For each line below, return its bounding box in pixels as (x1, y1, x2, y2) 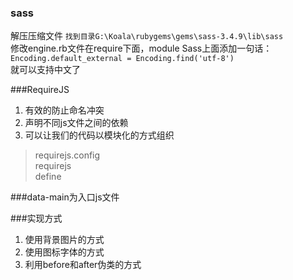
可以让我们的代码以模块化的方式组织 (24, 129, 175, 141)
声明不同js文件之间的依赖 (24, 117, 129, 129)
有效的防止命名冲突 (24, 104, 105, 116)
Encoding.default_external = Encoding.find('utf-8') (10, 54, 235, 64)
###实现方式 (10, 212, 63, 225)
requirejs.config (34, 149, 101, 161)
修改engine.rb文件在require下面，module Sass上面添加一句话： (10, 42, 273, 55)
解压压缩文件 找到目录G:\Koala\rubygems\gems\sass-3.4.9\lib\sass (10, 30, 284, 42)
